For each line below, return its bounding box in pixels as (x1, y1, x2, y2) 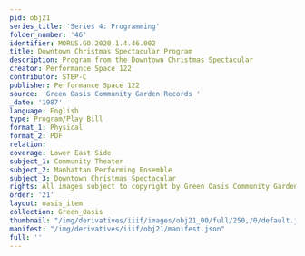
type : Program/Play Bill (9, 114, 103, 123)
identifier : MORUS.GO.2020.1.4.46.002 (9, 38, 156, 48)
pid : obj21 (9, 13, 51, 23)
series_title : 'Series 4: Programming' (9, 22, 161, 31)
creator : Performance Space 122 (9, 64, 132, 74)
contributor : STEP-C (9, 73, 88, 82)
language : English (9, 106, 79, 115)
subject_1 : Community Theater (9, 156, 124, 166)
